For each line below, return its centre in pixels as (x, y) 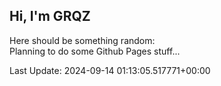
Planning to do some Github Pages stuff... (95, 51)
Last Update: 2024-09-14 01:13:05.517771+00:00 (110, 70)
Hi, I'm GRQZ (50, 16)
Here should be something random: (82, 40)
